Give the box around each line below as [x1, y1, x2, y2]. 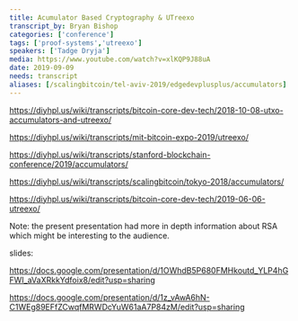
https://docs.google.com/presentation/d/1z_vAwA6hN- [9, 291, 211, 302]
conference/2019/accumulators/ [9, 158, 128, 169]
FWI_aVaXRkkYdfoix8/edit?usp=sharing [9, 274, 155, 285]
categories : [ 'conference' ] [9, 30, 115, 39]
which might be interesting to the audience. [9, 230, 171, 241]
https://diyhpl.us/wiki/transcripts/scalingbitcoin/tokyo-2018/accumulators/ [9, 176, 285, 187]
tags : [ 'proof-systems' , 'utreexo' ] [9, 38, 143, 48]
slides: [9, 247, 34, 258]
